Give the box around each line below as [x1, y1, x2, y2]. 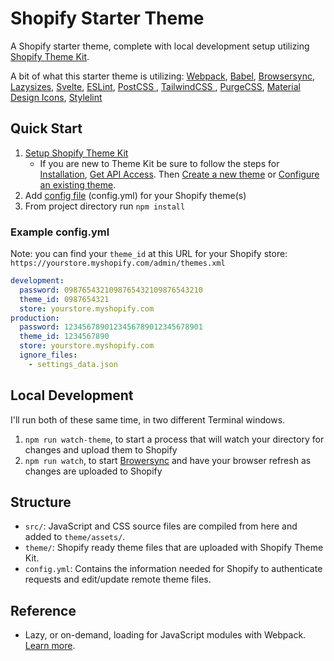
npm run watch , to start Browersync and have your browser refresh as [24, 454, 312, 466]
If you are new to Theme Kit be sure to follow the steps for [39, 157, 280, 169]
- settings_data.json [28, 359, 118, 369]
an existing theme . [39, 178, 117, 191]
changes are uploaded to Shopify [24, 465, 163, 477]
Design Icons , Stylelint [10, 91, 103, 103]
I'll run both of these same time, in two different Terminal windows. [10, 413, 286, 426]
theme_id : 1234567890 [19, 332, 110, 342]
